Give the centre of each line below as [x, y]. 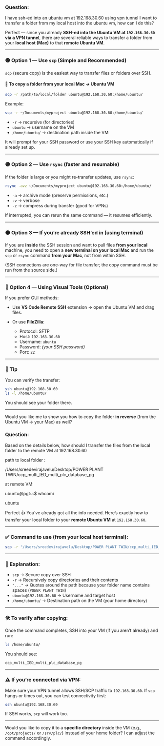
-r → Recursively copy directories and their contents [65, 580]
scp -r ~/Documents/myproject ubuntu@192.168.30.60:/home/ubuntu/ [74, 113]
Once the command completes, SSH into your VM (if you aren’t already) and [82, 630]
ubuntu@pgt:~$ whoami [30, 493]
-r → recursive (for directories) [43, 122]
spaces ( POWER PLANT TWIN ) [39, 590]
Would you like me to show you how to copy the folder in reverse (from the [81, 417]
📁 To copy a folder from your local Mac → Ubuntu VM [60, 84]
